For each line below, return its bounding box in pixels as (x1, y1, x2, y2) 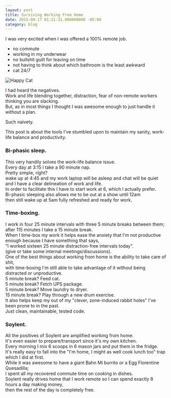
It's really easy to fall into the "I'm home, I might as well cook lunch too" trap (5, 349, 166, 355)
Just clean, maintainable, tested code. (5, 308, 86, 314)
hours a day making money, (5, 382, 64, 388)
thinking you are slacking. (5, 98, 60, 104)
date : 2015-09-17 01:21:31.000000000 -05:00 (5, 17, 102, 22)
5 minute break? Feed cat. (5, 275, 60, 281)
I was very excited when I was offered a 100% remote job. (5, 36, 127, 42)
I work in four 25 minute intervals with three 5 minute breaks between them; (5, 221, 165, 227)
